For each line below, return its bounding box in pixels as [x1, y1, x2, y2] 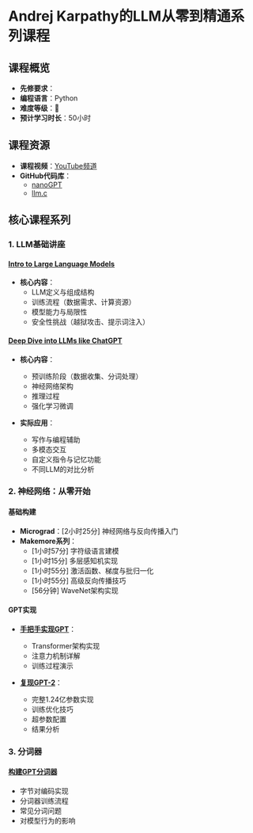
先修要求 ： [19, 84, 55, 93]
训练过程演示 [31, 660, 74, 670]
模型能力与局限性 [31, 307, 88, 317]
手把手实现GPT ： [19, 624, 77, 633]
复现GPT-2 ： [19, 678, 63, 687]
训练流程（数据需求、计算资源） [31, 298, 136, 307]
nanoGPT [31, 180, 62, 189]
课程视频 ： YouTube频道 [19, 161, 97, 170]
